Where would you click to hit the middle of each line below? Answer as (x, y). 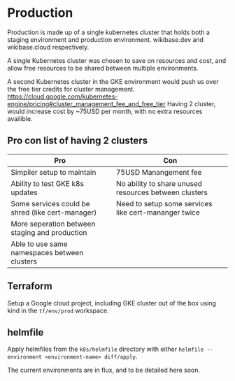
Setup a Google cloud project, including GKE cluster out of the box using (112, 303)
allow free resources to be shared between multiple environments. (103, 68)
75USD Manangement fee (159, 172)
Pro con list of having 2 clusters (78, 141)
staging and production (49, 232)
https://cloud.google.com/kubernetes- (63, 96)
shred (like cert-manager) (54, 213)
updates (24, 192)
